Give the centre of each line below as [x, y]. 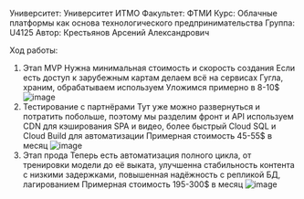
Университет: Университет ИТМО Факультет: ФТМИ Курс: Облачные [144, 13]
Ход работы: [34, 50]
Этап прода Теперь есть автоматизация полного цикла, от [137, 155]
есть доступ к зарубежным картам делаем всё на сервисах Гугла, [153, 78]
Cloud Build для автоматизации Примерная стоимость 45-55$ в [147, 136]
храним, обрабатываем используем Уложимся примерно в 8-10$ [151, 87]
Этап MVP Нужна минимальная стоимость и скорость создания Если [159, 68]
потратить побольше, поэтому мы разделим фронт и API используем [158, 116]
